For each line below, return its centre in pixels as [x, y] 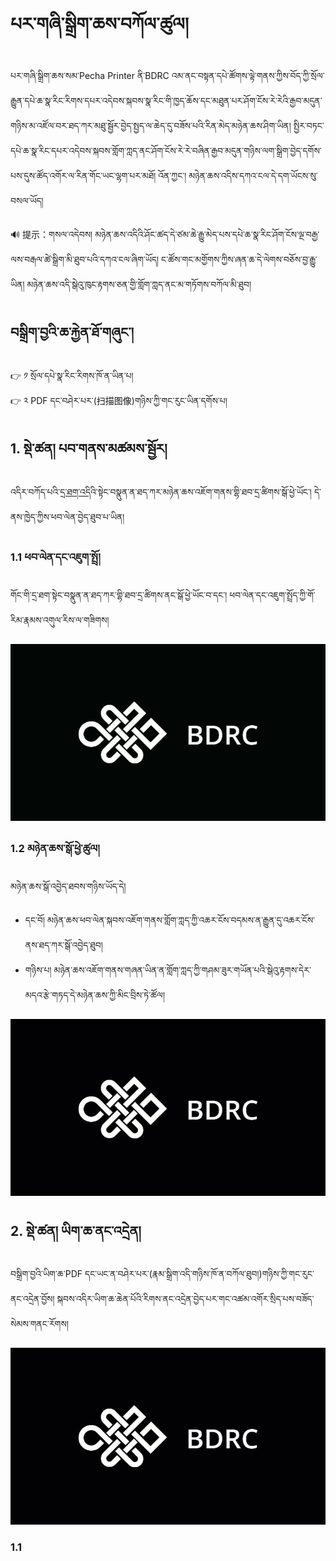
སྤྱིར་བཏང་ [309, 125]
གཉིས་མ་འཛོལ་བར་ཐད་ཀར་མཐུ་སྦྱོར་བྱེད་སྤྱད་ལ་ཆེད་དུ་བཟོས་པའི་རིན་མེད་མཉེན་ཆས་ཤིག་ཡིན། [151, 125]
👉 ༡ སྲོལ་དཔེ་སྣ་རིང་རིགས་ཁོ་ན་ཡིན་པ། [72, 375]
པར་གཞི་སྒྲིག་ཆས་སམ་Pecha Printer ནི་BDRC [90, 75]
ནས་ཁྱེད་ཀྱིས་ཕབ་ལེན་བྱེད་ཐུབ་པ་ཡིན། [67, 516]
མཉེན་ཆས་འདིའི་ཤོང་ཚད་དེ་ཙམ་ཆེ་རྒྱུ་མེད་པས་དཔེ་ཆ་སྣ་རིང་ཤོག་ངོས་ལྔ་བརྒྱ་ [207, 234]
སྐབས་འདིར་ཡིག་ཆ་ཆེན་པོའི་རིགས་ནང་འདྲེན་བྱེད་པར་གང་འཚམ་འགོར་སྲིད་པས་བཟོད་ [185, 1298]
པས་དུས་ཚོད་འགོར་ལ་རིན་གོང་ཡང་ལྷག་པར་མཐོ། [83, 175]
